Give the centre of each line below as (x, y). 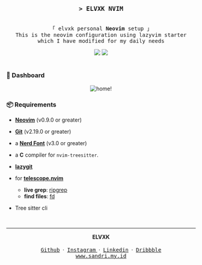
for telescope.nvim (39, 178)
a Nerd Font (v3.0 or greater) (51, 143)
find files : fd (39, 196)
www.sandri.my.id (101, 256)
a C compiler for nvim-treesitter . (57, 155)
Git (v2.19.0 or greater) (43, 131)
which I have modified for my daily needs (101, 41)
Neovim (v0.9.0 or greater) (48, 120)
